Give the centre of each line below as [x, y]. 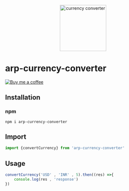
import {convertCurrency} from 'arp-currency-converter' [65, 148]
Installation [23, 98]
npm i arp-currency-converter [36, 122]
